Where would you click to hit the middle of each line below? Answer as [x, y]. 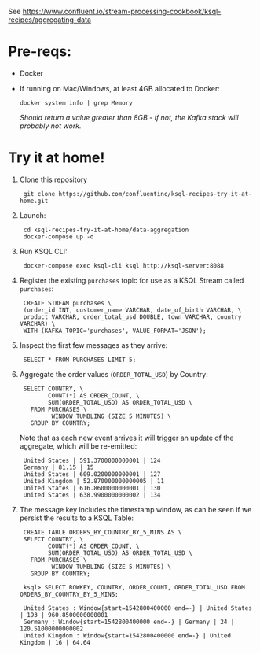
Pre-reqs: [40, 52]
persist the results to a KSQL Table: [77, 518]
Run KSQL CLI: [44, 251]
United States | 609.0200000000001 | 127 [92, 474]
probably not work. [50, 126]
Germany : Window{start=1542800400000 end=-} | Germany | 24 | [129, 622]
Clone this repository [53, 179]
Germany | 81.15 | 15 [59, 467]
